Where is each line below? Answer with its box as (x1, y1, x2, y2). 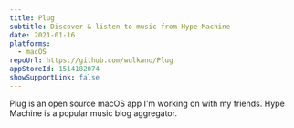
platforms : (9, 38, 51, 48)
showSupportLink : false (9, 73, 100, 82)
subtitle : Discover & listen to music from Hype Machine (9, 22, 231, 31)
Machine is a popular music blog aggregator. (9, 107, 178, 119)
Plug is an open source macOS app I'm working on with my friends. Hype (9, 98, 285, 109)
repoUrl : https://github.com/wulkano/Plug (9, 56, 173, 65)
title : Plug (9, 13, 55, 23)
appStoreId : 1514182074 (9, 65, 100, 74)
